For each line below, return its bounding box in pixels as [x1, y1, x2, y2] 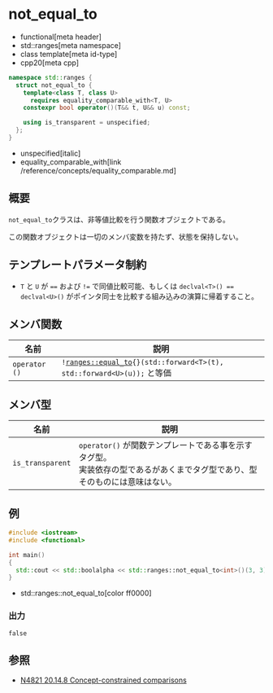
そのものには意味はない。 [78, 476, 177, 488]
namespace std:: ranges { [8, 73, 93, 81]
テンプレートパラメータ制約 [8, 258, 147, 272]
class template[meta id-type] [19, 49, 118, 59]
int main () [8, 550, 45, 559]
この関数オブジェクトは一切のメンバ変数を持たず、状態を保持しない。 [8, 231, 244, 241]
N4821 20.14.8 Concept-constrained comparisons [19, 675, 187, 685]
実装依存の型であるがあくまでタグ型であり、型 [78, 464, 258, 476]
